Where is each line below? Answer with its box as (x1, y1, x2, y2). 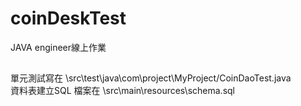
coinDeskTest (10, 7, 127, 30)
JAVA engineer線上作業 (10, 41, 107, 53)
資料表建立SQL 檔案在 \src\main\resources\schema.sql (10, 85, 236, 97)
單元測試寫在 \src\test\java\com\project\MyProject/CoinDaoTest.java (10, 72, 292, 84)
